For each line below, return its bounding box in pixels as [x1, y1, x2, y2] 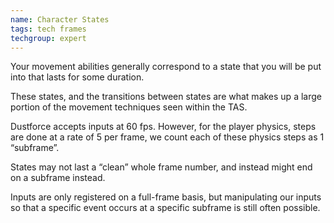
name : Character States [10, 14, 110, 25]
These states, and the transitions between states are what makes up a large [10, 91, 322, 103]
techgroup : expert [10, 33, 87, 43]
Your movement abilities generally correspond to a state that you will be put [10, 61, 322, 73]
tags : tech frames [10, 24, 87, 34]
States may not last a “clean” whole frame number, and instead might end [10, 161, 313, 173]
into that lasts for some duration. [10, 71, 145, 83]
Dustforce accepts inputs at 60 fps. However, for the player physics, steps [10, 121, 317, 133]
